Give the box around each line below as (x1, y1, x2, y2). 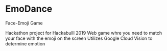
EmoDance (5, 3, 53, 15)
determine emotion (5, 40, 45, 46)
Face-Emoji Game (5, 20, 43, 26)
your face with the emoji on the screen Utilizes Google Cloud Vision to (5, 35, 153, 41)
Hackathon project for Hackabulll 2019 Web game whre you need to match (5, 30, 162, 36)
